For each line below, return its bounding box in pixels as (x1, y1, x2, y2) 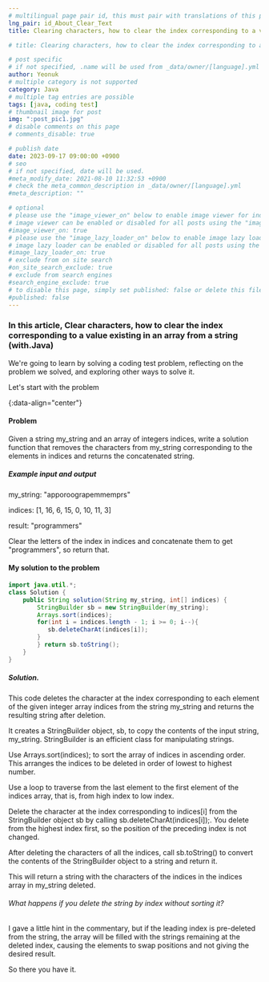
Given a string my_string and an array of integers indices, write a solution (8, 434, 249, 444)
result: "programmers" (8, 521, 82, 530)
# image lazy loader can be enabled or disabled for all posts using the (8, 241, 260, 250)
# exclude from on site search (8, 256, 113, 265)
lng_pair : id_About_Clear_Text (8, 19, 113, 27)
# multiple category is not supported (8, 78, 138, 86)
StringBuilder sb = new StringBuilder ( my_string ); (37, 603, 210, 611)
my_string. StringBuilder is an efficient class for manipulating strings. (8, 734, 235, 744)
